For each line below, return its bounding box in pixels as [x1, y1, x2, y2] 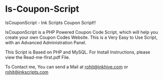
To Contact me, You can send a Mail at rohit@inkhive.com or [5, 64, 128, 70]
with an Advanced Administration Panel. [5, 39, 86, 45]
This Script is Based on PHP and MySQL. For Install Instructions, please [5, 49, 151, 55]
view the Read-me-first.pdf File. [5, 54, 70, 60]
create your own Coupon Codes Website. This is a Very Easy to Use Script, [5, 34, 158, 40]
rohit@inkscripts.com [5, 69, 48, 75]
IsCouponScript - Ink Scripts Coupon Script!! [5, 20, 96, 26]
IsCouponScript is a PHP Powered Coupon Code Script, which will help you [5, 29, 158, 35]
